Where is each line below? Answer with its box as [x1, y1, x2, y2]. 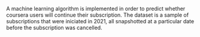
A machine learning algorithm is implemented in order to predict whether [6, 5, 186, 12]
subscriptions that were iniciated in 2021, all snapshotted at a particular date [6, 18, 195, 24]
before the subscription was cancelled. [6, 24, 103, 31]
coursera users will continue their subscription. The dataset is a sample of [6, 11, 189, 18]
